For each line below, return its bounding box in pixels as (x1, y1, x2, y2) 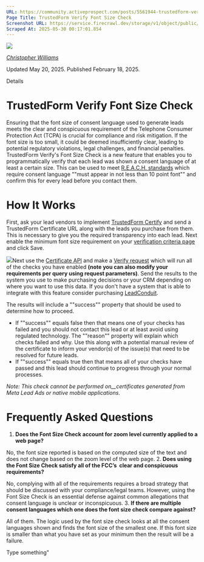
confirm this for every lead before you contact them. (6, 177, 138, 184)
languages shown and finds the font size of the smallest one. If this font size (6, 524, 197, 532)
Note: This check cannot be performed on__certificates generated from (6, 383, 185, 390)
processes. (15, 371, 44, 378)
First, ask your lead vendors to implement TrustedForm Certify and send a (6, 218, 191, 226)
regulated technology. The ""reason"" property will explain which (15, 332, 178, 339)
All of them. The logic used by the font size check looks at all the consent (6, 518, 190, 525)
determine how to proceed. (6, 308, 75, 315)
